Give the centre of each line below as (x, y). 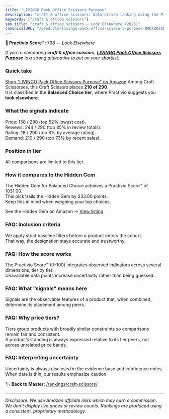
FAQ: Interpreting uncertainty (42, 358)
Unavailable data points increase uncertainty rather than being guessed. (80, 275)
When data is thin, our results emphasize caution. (57, 374)
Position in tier (23, 151)
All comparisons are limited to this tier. (45, 162)
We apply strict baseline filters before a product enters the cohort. (74, 235)
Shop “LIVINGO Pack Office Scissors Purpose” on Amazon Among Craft (80, 82)
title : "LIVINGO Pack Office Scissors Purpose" (56, 10)
